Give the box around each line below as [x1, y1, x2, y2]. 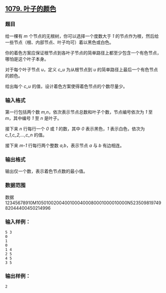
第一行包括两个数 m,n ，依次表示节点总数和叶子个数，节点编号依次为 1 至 [5, 109, 153, 115]
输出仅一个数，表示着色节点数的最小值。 [5, 168, 88, 175]
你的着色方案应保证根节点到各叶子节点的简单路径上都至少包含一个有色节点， [5, 50, 162, 56]
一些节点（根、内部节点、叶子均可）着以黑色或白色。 [5, 39, 114, 45]
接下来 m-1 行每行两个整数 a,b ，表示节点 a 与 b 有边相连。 [5, 142, 125, 148]
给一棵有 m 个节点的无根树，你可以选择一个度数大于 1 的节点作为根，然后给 [5, 33, 159, 39]
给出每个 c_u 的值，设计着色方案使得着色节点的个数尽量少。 [5, 83, 128, 89]
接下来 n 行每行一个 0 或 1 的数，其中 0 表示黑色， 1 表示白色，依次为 [5, 125, 145, 131]
